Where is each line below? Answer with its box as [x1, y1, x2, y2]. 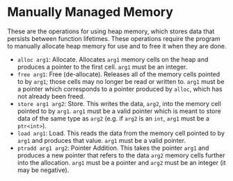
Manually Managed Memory [7, 4, 174, 20]
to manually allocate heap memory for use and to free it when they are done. [7, 42, 227, 50]
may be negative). [17, 166, 70, 174]
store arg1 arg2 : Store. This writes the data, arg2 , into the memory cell [17, 99, 221, 107]
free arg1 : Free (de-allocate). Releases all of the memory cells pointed [17, 70, 220, 78]
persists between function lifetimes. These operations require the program [7, 34, 220, 42]
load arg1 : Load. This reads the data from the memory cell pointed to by [17, 129, 225, 137]
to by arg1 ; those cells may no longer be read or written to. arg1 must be [17, 77, 225, 85]
